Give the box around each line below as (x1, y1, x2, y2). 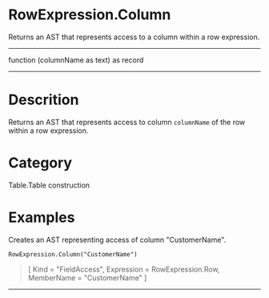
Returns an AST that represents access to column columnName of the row (8, 117, 246, 127)
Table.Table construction (8, 180, 90, 190)
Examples (8, 208, 75, 226)
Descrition (8, 91, 79, 109)
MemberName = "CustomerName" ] (27, 272, 147, 282)
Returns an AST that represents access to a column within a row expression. (8, 32, 260, 42)
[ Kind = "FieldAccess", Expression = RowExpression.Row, (27, 264, 220, 274)
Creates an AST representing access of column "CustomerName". (8, 235, 227, 244)
